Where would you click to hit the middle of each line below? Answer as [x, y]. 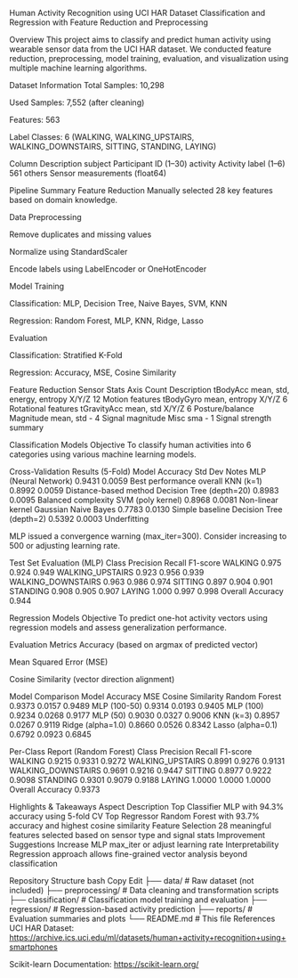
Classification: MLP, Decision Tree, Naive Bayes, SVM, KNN [118, 303]
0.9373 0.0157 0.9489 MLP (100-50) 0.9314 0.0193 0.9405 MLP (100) [137, 706]
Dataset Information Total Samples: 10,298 [87, 85]
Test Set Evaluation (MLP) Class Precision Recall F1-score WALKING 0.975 [145, 563]
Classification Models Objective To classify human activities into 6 [130, 445]
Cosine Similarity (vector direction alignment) [92, 679]
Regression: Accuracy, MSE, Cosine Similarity [93, 372]
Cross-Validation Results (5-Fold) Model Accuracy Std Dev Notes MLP [138, 472]
